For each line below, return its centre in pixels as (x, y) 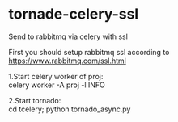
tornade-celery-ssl (74, 14)
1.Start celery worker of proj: (56, 76)
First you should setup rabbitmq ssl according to (89, 52)
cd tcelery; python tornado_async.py (70, 109)
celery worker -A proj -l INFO (57, 85)
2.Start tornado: (35, 100)
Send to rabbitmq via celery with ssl (68, 36)
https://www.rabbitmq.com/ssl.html (68, 61)
